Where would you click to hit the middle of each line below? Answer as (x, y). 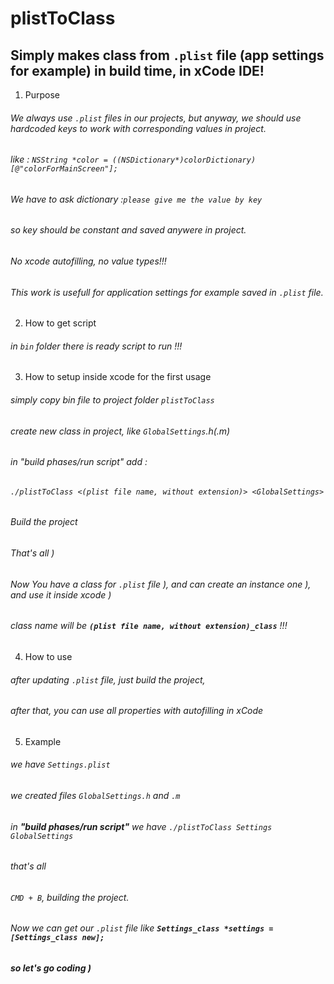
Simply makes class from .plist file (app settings (167, 55)
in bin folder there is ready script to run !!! (96, 346)
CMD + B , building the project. (70, 897)
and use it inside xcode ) (61, 594)
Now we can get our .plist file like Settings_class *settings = (142, 928)
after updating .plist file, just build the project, (108, 679)
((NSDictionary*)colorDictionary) (184, 160)
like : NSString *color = (59, 159)
